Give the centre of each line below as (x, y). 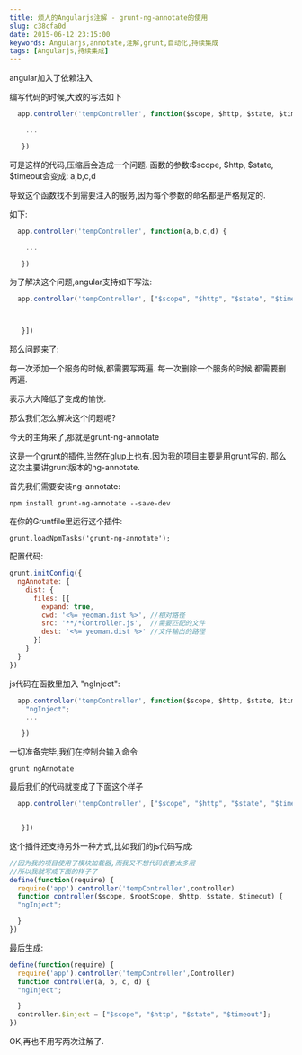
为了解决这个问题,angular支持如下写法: (81, 282)
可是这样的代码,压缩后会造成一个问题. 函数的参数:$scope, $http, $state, (142, 165)
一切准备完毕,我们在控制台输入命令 (74, 752)
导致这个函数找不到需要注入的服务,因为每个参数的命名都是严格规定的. (138, 195)
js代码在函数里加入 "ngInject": (65, 684)
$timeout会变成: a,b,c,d (53, 175)
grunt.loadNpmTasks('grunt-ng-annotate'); (90, 539)
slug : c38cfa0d (38, 26)
